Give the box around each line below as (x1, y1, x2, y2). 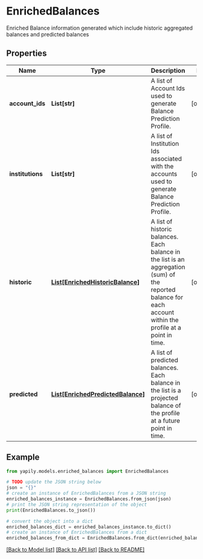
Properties (6, 48, 47, 59)
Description (150, 66, 185, 74)
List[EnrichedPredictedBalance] (51, 389, 145, 398)
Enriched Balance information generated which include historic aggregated (6, 24, 193, 31)
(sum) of (150, 270, 176, 279)
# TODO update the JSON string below (6, 479, 101, 485)
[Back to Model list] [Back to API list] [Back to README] (6, 546, 145, 554)
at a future (150, 416, 180, 425)
